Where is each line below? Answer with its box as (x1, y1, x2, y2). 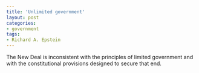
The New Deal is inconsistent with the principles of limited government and (6, 54, 194, 60)
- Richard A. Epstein (6, 37, 61, 43)
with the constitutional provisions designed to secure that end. (6, 60, 162, 67)
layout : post (6, 14, 39, 21)
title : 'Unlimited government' (6, 8, 85, 15)
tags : (6, 31, 20, 37)
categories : (6, 20, 36, 26)
